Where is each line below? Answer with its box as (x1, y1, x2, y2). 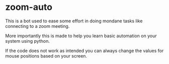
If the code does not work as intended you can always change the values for (5, 48, 164, 54)
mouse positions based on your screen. (5, 53, 87, 59)
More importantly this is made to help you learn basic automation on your (5, 33, 157, 39)
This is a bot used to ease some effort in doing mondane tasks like (5, 18, 143, 24)
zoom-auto (5, 1, 53, 13)
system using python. (5, 38, 50, 44)
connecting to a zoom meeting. (5, 23, 70, 29)
